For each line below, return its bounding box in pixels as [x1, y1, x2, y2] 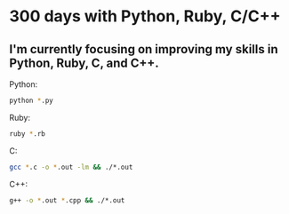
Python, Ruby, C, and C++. [9, 55, 160, 70]
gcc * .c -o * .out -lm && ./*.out [9, 162, 133, 171]
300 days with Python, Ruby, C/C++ [9, 6, 281, 27]
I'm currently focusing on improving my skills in [9, 42, 278, 57]
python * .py [9, 96, 53, 105]
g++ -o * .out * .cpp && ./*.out [9, 195, 125, 205]
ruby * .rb [9, 129, 46, 139]
